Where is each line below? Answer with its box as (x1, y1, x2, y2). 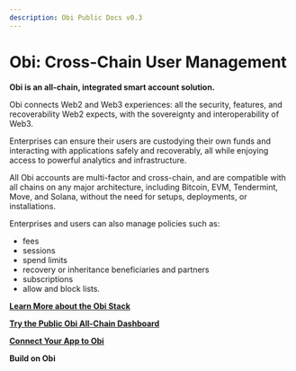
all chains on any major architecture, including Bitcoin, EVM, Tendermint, (9, 181, 279, 192)
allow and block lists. (22, 283, 101, 294)
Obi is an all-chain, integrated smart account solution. (9, 82, 216, 93)
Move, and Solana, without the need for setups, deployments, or (9, 190, 247, 202)
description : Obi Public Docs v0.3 (9, 13, 143, 22)
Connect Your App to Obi (9, 335, 105, 346)
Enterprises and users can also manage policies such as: (9, 217, 220, 229)
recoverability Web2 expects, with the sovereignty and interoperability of (9, 109, 280, 119)
